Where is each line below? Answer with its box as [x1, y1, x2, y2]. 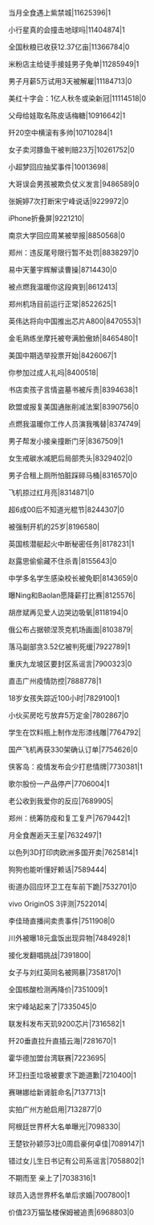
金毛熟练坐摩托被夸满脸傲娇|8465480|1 [8, 334, 139, 343]
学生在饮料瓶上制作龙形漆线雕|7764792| [8, 727, 141, 737]
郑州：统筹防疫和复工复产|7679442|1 [8, 814, 131, 823]
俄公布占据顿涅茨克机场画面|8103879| [8, 625, 134, 634]
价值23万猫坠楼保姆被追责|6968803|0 [8, 1207, 135, 1217]
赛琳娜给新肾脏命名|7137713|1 [8, 1088, 106, 1097]
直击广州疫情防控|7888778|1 [8, 677, 102, 685]
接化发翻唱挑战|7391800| [8, 951, 91, 960]
